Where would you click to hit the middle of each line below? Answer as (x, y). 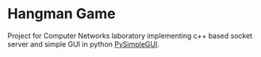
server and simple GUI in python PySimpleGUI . (83, 44)
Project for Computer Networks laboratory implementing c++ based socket (130, 36)
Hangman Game (61, 14)
